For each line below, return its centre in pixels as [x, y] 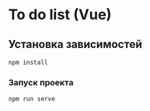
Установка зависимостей [75, 44]
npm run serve [32, 99]
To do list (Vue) [60, 15]
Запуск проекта [41, 82]
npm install [28, 62]
